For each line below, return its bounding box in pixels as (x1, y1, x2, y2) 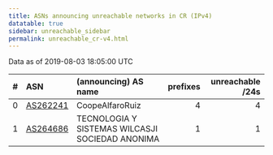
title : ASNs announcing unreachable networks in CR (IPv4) (8, 11, 213, 20)
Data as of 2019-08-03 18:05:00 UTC (8, 57, 134, 67)
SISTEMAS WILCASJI (76, 123, 158, 135)
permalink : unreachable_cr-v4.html (8, 34, 129, 43)
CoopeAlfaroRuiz (76, 100, 141, 111)
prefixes (167, 81, 201, 93)
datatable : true (8, 19, 63, 28)
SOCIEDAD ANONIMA (76, 133, 160, 144)
